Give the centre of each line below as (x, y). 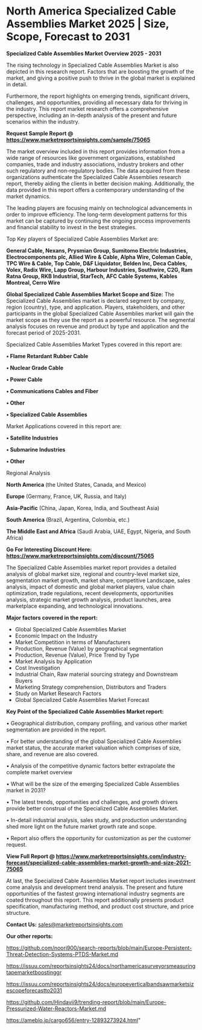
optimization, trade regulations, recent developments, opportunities (90, 593)
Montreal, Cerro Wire (33, 282)
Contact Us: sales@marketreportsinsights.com (65, 924)
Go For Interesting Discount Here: (49, 549)
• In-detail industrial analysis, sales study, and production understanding (96, 820)
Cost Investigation (37, 668)
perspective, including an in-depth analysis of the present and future (92, 115)
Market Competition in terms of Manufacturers (73, 642)
